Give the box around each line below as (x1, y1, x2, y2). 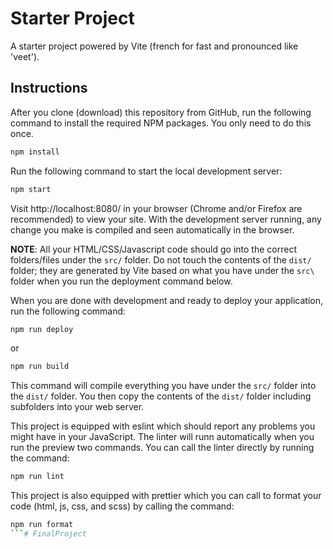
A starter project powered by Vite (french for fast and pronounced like (10, 40, 299, 52)
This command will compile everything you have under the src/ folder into (10, 380, 317, 392)
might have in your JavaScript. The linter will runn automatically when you (10, 431, 315, 443)
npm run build (10, 362, 70, 372)
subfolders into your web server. (10, 401, 145, 413)
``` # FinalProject (10, 529, 87, 539)
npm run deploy (10, 324, 74, 334)
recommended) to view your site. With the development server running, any (10, 213, 322, 225)
